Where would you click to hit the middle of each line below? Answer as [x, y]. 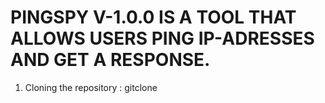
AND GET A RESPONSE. [110, 60]
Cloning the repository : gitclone [91, 87]
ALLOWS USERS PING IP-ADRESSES [162, 38]
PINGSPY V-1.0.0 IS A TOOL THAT [153, 17]
